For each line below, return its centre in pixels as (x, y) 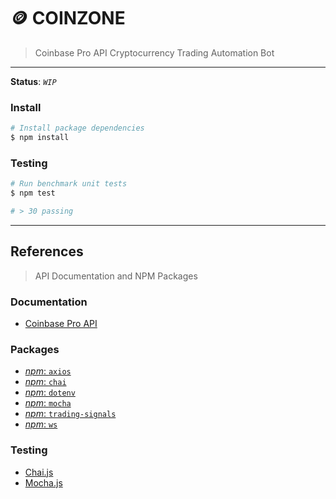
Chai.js (39, 472)
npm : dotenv (50, 392)
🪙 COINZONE (68, 18)
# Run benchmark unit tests (69, 184)
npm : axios (48, 371)
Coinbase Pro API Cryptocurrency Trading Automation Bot (154, 52)
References (47, 251)
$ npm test (33, 193)
